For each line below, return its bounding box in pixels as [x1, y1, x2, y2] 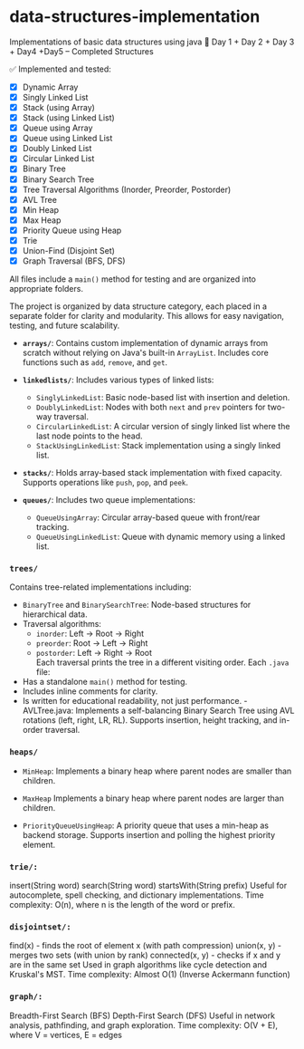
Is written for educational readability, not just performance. [22, 696, 242, 707]
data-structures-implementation [9, 6, 261, 27]
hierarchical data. [22, 609, 88, 620]
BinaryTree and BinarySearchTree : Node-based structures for [22, 600, 252, 611]
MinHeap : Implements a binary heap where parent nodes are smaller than [22, 765, 292, 776]
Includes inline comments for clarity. [22, 686, 158, 697]
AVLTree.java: [22, 705, 74, 717]
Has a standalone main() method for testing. [22, 677, 188, 688]
